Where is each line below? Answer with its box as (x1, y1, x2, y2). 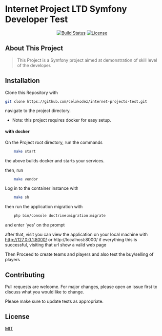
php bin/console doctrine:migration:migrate (14, 213, 106, 218)
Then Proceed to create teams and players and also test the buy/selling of (5, 251, 154, 257)
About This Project (5, 44, 63, 52)
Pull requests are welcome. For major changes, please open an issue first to (5, 284, 158, 290)
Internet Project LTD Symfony (5, 3, 127, 15)
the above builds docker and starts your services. (5, 157, 105, 163)
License (5, 313, 30, 321)
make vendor (14, 177, 38, 181)
